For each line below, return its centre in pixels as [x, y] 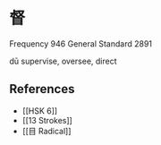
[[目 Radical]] [47, 131]
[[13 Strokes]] [47, 120]
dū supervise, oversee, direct [64, 61]
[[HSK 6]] [40, 111]
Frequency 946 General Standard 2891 [81, 43]
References [42, 89]
